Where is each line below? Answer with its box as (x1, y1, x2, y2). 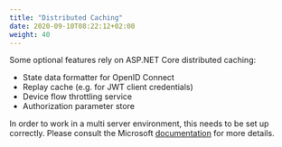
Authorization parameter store (22, 101, 136, 112)
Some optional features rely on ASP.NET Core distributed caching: (9, 55, 257, 66)
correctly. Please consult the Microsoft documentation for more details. (9, 128, 275, 139)
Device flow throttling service (22, 91, 133, 102)
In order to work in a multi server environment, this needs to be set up (9, 118, 269, 129)
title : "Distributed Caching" (9, 13, 124, 23)
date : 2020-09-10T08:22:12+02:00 (9, 22, 136, 31)
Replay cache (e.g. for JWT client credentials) (22, 82, 194, 93)
